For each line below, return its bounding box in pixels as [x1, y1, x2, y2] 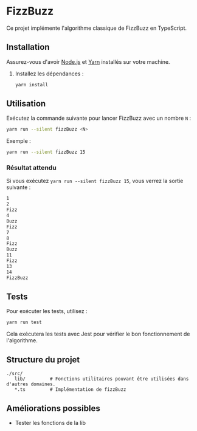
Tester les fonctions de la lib [15, 419, 86, 426]
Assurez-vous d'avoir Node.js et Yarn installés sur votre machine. [6, 58, 170, 65]
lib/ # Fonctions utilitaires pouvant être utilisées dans [14, 376, 189, 382]
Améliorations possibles [6, 403, 100, 413]
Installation [6, 42, 50, 52]
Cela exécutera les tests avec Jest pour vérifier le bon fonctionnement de [6, 330, 190, 338]
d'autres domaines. [6, 381, 56, 387]
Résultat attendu [6, 164, 57, 172]
